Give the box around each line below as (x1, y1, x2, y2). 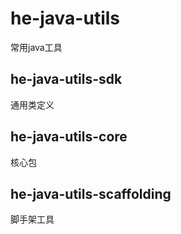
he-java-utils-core (10, 128, 128, 146)
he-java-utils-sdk (10, 71, 123, 88)
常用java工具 (10, 41, 63, 53)
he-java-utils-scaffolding (10, 185, 172, 202)
